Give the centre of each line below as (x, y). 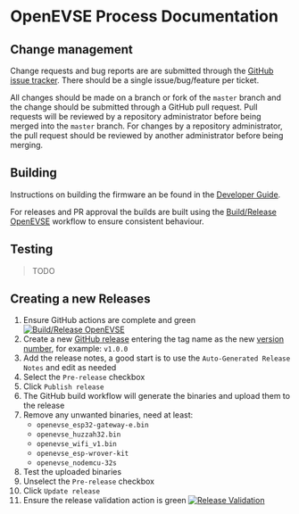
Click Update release (62, 491)
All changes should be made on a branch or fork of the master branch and (146, 97)
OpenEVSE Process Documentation (145, 17)
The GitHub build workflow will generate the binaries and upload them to (157, 396)
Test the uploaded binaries (72, 472)
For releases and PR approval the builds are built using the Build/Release (144, 211)
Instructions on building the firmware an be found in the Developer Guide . (145, 195)
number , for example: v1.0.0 (75, 349)
